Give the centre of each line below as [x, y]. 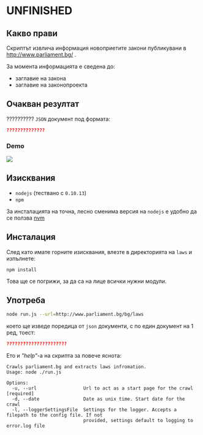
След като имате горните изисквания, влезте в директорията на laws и [99, 252]
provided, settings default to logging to [138, 421]
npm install [21, 270]
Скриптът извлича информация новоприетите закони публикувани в [96, 48]
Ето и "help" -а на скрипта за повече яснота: [64, 356]
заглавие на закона [40, 78]
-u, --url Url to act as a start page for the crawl [102, 388]
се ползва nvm [25, 218]
